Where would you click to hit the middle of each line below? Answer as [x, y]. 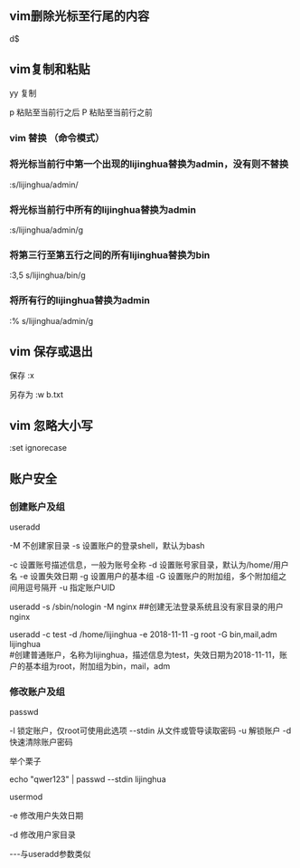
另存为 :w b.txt [37, 394]
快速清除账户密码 [41, 742]
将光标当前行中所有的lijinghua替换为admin [103, 209]
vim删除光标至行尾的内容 [80, 16]
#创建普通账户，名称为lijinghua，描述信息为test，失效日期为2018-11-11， [145, 655]
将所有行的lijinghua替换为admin [80, 300]
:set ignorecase [38, 448]
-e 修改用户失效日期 [47, 816]
